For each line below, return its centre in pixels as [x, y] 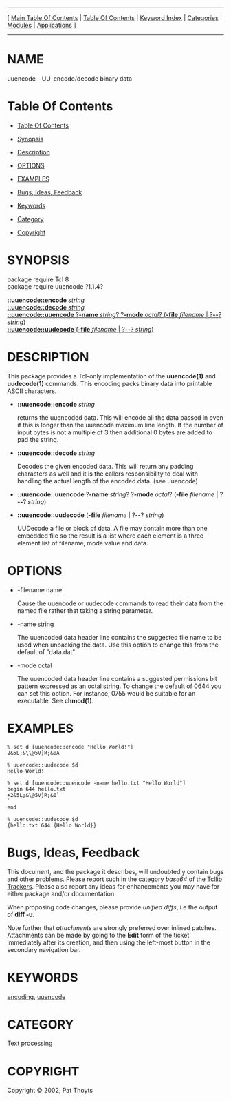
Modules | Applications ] [42, 25]
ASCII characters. [32, 391]
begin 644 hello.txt [37, 789]
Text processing [30, 1043]
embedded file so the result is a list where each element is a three [110, 536]
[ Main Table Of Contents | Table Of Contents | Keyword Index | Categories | [114, 18]
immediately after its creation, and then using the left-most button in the [109, 942]
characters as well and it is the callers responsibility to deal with [107, 474]
